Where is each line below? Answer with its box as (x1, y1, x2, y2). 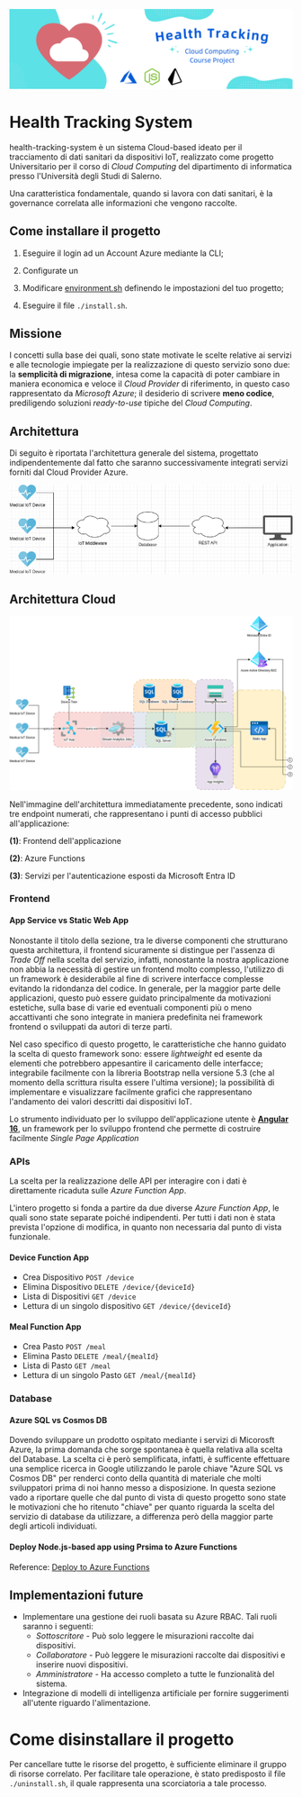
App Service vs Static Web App (9, 915, 129, 926)
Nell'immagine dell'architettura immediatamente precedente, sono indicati (9, 798, 283, 810)
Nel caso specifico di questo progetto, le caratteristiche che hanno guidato (9, 1039, 287, 1049)
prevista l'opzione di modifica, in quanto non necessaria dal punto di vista (9, 1221, 282, 1232)
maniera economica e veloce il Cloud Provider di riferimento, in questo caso (9, 378, 290, 389)
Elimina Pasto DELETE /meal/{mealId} (22, 1351, 160, 1362)
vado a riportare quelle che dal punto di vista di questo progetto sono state (9, 1492, 287, 1503)
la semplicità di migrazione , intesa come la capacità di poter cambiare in (9, 369, 280, 380)
